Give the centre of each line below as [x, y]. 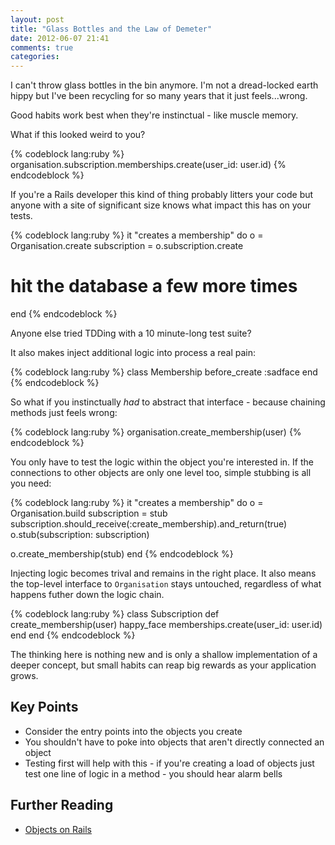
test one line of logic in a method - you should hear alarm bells [153, 773]
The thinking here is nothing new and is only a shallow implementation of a [164, 655]
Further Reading [62, 805]
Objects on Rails [58, 829]
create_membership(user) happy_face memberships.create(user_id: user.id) [166, 625]
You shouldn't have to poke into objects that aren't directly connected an [174, 742]
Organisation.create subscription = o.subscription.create [127, 246]
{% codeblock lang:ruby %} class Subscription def [115, 614]
